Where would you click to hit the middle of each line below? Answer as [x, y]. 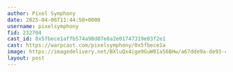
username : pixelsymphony [43, 26]
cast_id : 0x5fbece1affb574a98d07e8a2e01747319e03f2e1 [87, 39]
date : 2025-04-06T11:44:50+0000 [54, 20]
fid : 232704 [24, 33]
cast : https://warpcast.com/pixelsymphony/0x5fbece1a [87, 45]
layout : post [26, 58]
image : [17, 52]
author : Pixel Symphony [42, 13]
